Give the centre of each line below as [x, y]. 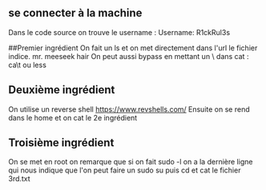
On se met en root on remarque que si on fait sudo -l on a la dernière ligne [131, 162]
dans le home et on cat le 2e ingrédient [73, 117]
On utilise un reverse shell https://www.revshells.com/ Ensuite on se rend [129, 109]
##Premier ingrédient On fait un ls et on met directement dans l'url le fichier [133, 48]
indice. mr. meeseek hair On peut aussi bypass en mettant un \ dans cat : [129, 56]
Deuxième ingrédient [62, 90]
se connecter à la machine [75, 13]
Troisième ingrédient [61, 143]
